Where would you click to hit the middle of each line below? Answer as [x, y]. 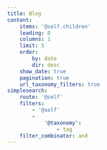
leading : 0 [35, 33]
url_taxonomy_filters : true [60, 84]
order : [29, 53]
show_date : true [43, 71]
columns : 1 [35, 39]
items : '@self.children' [55, 26]
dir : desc [46, 65]
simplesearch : [28, 91]
